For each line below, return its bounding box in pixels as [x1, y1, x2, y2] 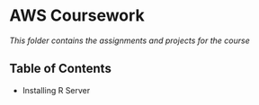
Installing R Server [22, 84, 91, 95]
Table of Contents [9, 61, 112, 76]
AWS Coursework [9, 5, 146, 26]
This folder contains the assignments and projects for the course [9, 35, 250, 46]
